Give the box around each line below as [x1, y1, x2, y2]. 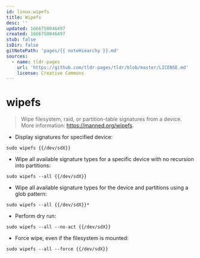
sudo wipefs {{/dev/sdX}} [6, 145, 71, 151]
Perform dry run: [14, 213, 56, 220]
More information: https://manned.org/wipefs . [20, 122, 134, 129]
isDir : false [6, 43, 39, 48]
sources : [6, 53, 28, 59]
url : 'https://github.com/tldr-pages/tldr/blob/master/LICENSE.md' [17, 64, 189, 71]
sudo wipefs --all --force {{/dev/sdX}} [6, 246, 109, 252]
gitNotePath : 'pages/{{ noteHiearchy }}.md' [6, 48, 119, 54]
